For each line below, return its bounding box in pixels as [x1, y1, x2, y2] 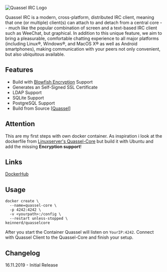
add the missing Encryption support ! [5, 143, 82, 149]
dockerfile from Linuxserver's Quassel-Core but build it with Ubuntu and [5, 138, 154, 144]
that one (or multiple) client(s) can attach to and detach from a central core [5, 20, 159, 25]
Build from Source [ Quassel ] [12, 105, 71, 111]
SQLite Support [12, 94, 44, 100]
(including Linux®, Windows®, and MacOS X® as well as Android [5, 41, 138, 47]
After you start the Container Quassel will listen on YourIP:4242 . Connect [5, 229, 154, 235]
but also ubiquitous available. [5, 51, 65, 57]
